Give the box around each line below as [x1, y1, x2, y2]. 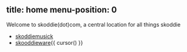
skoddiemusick [15, 33, 54, 40]
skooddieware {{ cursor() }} [15, 39, 83, 46]
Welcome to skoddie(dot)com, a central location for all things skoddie [6, 21, 181, 28]
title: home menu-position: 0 [6, 5, 117, 15]
